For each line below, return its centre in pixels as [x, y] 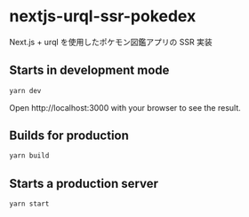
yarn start [29, 204]
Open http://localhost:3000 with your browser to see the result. [125, 107]
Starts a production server [84, 183]
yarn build [29, 156]
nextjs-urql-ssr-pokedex [103, 16]
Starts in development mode [89, 70]
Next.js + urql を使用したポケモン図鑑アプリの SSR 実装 [111, 42]
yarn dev [25, 90]
